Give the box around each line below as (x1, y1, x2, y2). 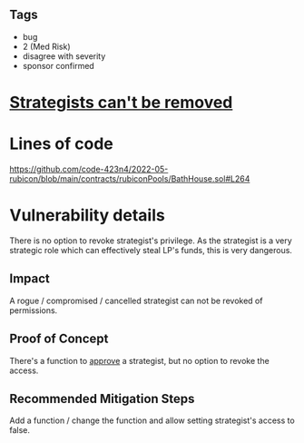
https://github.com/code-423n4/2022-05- (9, 163, 169, 174)
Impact (9, 271, 50, 287)
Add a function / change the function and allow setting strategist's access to (9, 415, 295, 426)
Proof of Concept (9, 331, 109, 347)
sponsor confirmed (22, 60, 95, 71)
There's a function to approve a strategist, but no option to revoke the (9, 355, 270, 366)
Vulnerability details (9, 205, 165, 226)
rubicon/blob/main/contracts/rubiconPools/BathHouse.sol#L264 (9, 172, 250, 184)
